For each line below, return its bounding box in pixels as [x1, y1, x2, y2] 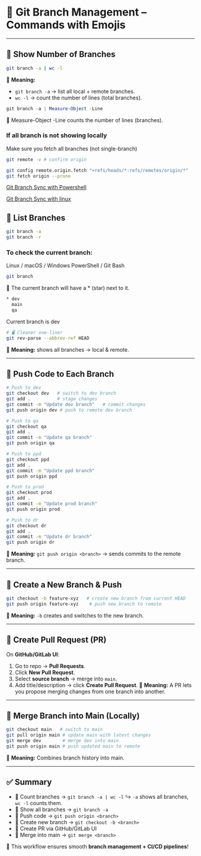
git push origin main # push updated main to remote [6, 743, 141, 749]
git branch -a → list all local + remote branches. [14, 87, 135, 95]
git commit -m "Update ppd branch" [6, 467, 95, 474]
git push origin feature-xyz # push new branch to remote [6, 601, 162, 607]
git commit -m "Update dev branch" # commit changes [6, 401, 146, 407]
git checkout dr [6, 522, 47, 529]
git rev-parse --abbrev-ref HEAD [6, 335, 90, 341]
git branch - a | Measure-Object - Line [6, 105, 103, 111]
